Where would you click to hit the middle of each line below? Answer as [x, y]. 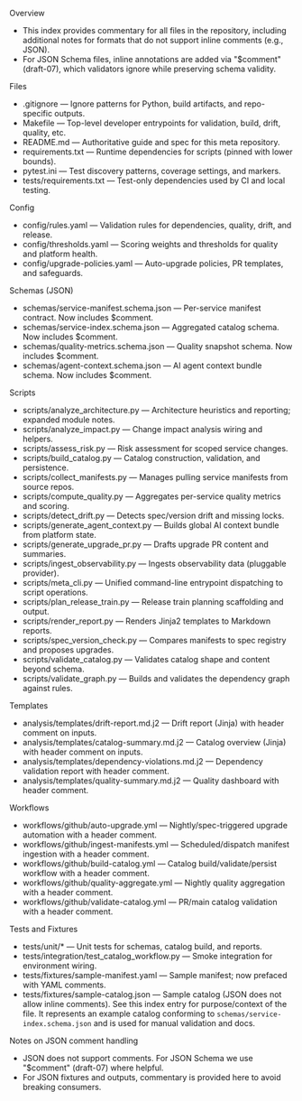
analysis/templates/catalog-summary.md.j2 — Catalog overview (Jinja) [154, 742]
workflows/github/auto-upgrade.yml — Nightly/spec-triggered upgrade [155, 825]
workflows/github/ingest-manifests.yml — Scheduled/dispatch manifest [156, 844]
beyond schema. [54, 669]
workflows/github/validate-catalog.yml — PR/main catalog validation [150, 902]
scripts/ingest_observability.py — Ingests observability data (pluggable [154, 564]
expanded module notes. [69, 420]
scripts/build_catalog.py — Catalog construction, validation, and [141, 458]
